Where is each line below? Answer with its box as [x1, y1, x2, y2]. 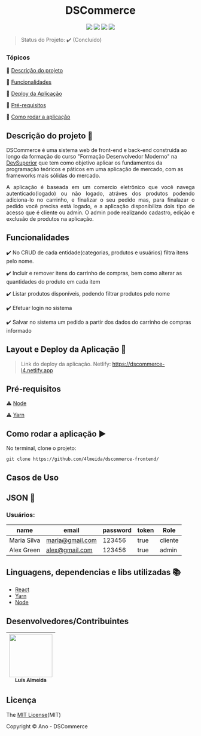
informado [6, 327, 32, 334]
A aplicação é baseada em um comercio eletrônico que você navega [6, 184, 195, 191]
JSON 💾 [6, 493, 35, 503]
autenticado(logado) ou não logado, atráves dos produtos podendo [6, 190, 195, 197]
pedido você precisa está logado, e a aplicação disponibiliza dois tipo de [6, 203, 195, 210]
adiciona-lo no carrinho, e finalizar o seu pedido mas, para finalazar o [6, 196, 195, 203]
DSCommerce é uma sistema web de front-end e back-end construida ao [6, 147, 187, 154]
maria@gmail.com [45, 536, 97, 545]
